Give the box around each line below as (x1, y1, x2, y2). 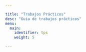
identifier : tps (14, 30, 48, 35)
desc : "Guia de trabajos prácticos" (5, 16, 81, 21)
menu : (5, 21, 16, 26)
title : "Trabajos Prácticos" (5, 11, 66, 16)
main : (9, 25, 21, 30)
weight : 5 (14, 35, 35, 40)
